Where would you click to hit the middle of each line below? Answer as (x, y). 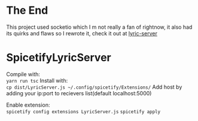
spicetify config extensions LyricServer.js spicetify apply (83, 111)
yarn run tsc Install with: (37, 80)
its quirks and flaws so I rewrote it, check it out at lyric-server (82, 33)
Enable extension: (28, 105)
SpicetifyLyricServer (59, 58)
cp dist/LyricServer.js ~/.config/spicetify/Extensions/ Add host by (94, 87)
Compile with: (23, 74)
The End (27, 10)
